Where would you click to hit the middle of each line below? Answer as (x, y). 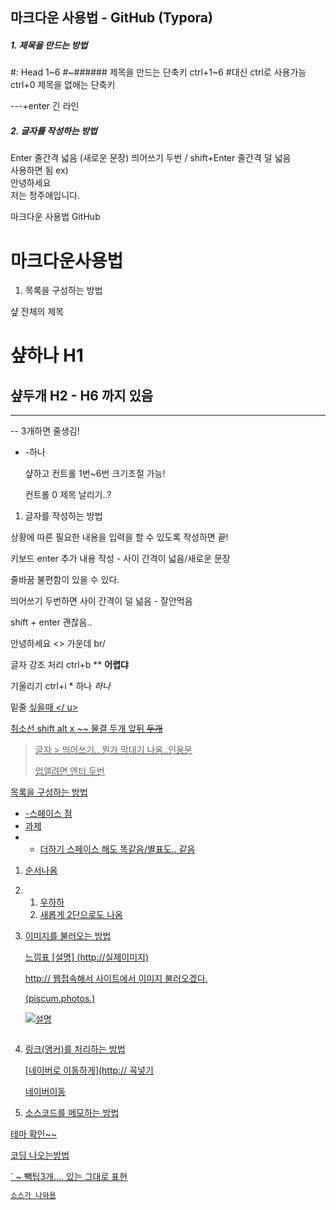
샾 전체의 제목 (37, 312)
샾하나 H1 (47, 355)
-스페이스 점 (48, 814)
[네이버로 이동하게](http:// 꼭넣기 (89, 1070)
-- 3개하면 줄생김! (45, 431)
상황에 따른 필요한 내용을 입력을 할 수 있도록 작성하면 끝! (119, 537)
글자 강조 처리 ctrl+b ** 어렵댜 (69, 665)
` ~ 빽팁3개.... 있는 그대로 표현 (69, 1177)
